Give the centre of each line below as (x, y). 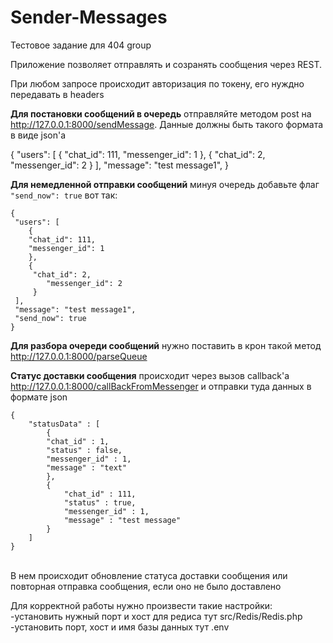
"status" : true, (100, 502)
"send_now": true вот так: (64, 195)
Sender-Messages (89, 17)
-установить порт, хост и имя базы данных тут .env (120, 627)
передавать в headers (57, 94)
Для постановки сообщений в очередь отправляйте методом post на (161, 113)
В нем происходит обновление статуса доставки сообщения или (149, 575)
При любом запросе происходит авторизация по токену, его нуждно (157, 83)
